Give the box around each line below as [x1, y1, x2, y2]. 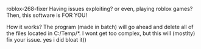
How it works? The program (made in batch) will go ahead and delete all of [6, 24, 194, 30]
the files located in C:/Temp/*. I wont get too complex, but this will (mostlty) [6, 30, 196, 37]
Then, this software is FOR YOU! [6, 11, 87, 19]
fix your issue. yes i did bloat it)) [6, 36, 87, 43]
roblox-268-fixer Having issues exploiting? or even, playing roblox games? [6, 5, 193, 12]
